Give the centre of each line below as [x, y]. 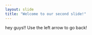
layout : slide [20, 9]
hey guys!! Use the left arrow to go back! [46, 27]
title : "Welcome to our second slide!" [46, 14]
